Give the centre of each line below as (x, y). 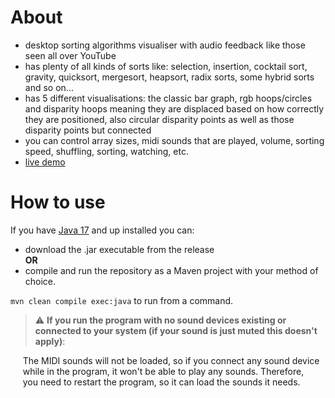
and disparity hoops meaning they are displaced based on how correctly (174, 108)
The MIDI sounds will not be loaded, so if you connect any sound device (171, 360)
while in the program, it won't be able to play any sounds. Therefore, (163, 371)
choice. (40, 281)
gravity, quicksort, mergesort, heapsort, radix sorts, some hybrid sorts (169, 77)
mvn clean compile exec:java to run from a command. (122, 300)
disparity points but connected (88, 130)
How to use (58, 202)
